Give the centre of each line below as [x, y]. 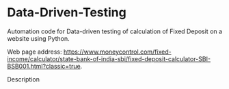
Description [23, 79]
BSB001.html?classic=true [44, 66]
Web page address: [35, 52]
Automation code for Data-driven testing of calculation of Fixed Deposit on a [115, 31]
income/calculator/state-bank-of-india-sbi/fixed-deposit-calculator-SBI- [109, 58]
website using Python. [38, 38]
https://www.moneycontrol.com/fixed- [118, 52]
